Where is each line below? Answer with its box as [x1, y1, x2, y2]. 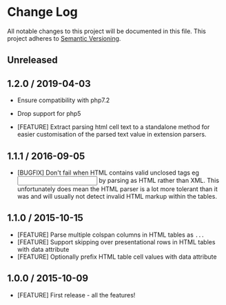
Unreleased [7, 55, 59, 66]
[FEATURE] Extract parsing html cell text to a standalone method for [17, 123, 210, 131]
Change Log [7, 4, 78, 20]
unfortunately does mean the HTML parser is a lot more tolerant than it [17, 184, 218, 193]
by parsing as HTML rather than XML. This [99, 176, 219, 184]
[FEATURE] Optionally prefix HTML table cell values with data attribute [17, 253, 217, 261]
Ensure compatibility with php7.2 [17, 96, 110, 104]
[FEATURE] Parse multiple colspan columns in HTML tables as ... [17, 230, 205, 239]
